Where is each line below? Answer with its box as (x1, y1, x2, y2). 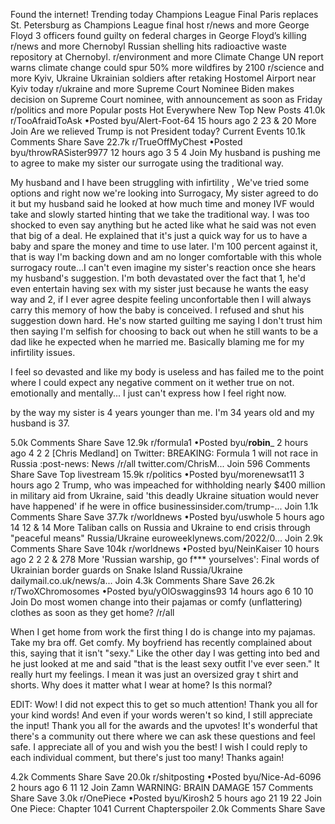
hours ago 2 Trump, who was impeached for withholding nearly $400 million (10, 479, 326, 491)
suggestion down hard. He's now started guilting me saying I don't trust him (10, 315, 323, 326)
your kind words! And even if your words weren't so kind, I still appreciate (10, 709, 313, 721)
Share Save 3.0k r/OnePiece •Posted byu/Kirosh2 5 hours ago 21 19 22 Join (10, 792, 322, 804)
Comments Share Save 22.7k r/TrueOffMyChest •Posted (10, 136, 243, 148)
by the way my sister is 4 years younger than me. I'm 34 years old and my (10, 407, 315, 418)
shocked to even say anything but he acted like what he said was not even (10, 219, 317, 231)
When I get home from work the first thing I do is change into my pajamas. (10, 626, 316, 638)
